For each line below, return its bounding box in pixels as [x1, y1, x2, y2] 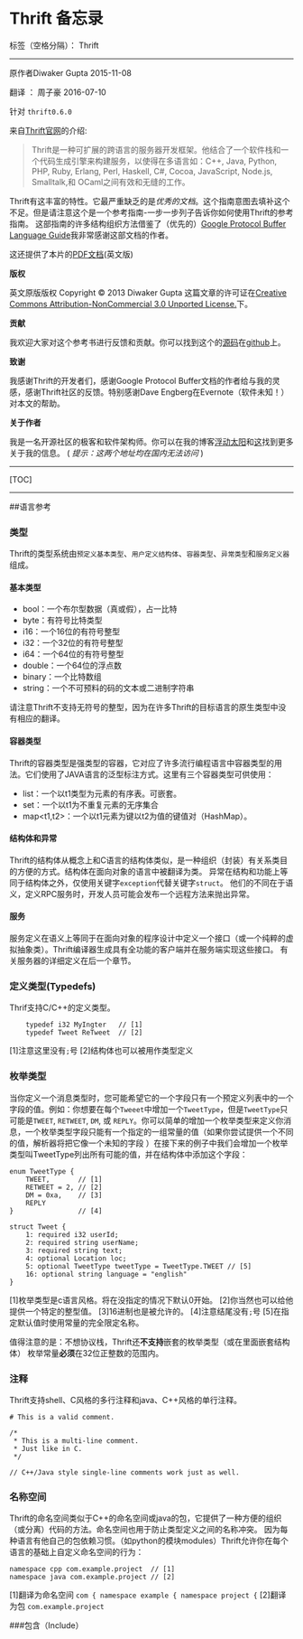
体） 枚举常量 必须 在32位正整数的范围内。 [9, 1347, 164, 1358]
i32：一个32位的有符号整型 [22, 638, 124, 649]
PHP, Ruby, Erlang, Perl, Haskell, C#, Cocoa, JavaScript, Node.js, [31, 165, 273, 176]
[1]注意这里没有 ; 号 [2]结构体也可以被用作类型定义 [9, 1045, 194, 1056]
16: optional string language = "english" [25, 1269, 188, 1278]
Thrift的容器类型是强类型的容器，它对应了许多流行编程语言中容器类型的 [9, 757, 275, 768]
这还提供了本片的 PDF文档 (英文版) [9, 248, 133, 259]
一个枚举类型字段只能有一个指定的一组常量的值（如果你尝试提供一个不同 [24, 1126, 294, 1137]
